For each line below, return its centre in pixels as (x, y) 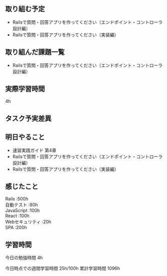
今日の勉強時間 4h (24, 258)
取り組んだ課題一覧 (35, 52)
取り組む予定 (25, 9)
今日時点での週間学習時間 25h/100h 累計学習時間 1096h (63, 268)
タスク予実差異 (28, 118)
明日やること (25, 137)
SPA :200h (16, 228)
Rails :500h (17, 199)
